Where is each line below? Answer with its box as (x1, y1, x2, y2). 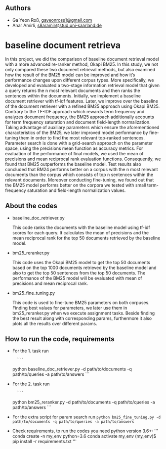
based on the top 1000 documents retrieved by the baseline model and (12, 265, 157, 270)
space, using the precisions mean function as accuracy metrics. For (5, 145, 143, 151)
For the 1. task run (12, 348, 49, 354)
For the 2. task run (12, 381, 50, 387)
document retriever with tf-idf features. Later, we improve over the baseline (5, 98, 158, 104)
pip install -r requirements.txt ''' (12, 439, 77, 445)
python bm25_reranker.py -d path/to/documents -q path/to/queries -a (12, 399, 155, 405)
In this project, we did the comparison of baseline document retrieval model (5, 56, 159, 62)
